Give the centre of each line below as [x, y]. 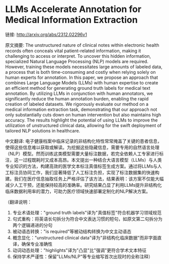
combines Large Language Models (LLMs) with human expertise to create [82, 83]
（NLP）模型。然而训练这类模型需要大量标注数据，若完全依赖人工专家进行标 [84, 154]
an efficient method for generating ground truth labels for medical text [78, 88]
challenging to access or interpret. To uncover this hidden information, [78, 56]
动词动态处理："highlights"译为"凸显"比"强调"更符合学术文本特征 [79, 250]
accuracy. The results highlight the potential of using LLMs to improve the [81, 120]
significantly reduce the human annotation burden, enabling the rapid [77, 98]
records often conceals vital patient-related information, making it [73, 51]
